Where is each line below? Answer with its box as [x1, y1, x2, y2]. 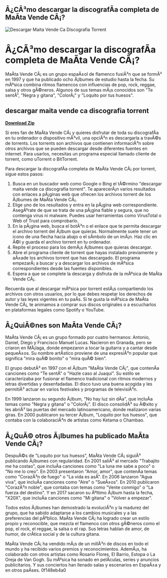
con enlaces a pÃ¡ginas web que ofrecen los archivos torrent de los [12, 191, 151, 197]
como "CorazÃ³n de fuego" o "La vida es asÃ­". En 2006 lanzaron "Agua [5, 474, 153, 480]
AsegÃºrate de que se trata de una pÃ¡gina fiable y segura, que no [12, 207, 149, 213]
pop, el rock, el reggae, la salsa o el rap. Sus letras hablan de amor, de [5, 526, 150, 532]
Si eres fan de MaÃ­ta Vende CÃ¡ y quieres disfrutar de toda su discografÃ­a [5, 130, 159, 136]
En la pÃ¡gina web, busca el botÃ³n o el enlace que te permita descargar [12, 223, 162, 229]
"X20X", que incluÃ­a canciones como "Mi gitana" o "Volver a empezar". [5, 495, 153, 501]
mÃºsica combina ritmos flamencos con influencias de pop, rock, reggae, [5, 81, 156, 88]
